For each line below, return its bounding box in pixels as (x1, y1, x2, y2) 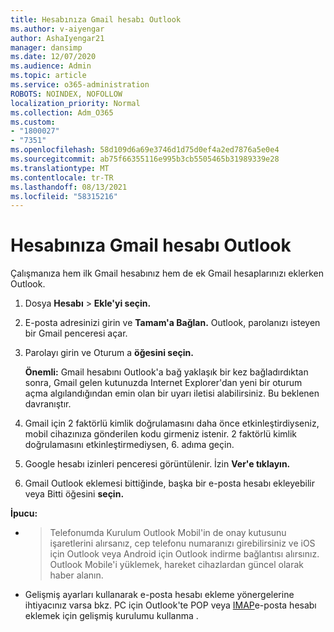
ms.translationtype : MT (10, 163, 110, 173)
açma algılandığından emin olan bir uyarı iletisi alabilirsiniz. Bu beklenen (24, 387, 320, 400)
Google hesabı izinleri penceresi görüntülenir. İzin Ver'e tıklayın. (24, 458, 291, 470)
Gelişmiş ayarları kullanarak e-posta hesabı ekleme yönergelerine (24, 589, 295, 601)
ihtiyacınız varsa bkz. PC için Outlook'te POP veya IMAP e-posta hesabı (24, 599, 317, 611)
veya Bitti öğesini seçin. (24, 488, 125, 500)
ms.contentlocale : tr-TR (10, 172, 114, 183)
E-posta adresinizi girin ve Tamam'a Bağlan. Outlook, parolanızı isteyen (24, 317, 321, 329)
